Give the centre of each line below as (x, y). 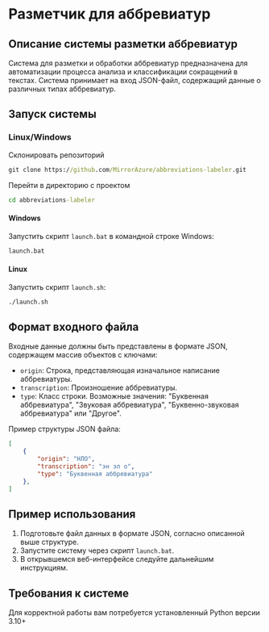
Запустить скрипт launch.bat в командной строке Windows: (112, 236)
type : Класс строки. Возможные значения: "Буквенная (114, 396)
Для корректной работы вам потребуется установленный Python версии (134, 613)
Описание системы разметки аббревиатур (123, 44)
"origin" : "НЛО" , (66, 459)
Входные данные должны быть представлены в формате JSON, (118, 346)
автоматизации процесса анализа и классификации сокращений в (123, 72)
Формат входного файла (74, 326)
